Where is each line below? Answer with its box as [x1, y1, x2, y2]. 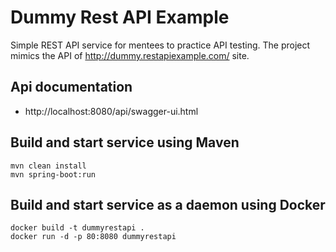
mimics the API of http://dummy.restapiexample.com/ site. [10, 49, 250, 61]
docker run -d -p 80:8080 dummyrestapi [10, 232, 177, 242]
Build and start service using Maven [10, 134, 240, 151]
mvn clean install [10, 161, 87, 171]
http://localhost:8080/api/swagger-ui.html [24, 105, 199, 117]
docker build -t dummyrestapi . [10, 223, 145, 233]
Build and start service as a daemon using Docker [10, 196, 326, 213]
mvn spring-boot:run [10, 169, 97, 180]
